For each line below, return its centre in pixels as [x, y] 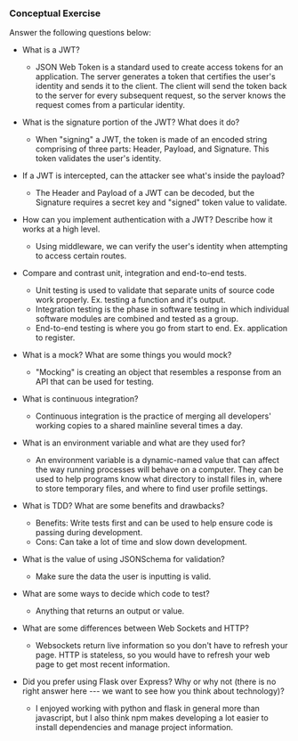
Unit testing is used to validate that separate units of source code [155, 290]
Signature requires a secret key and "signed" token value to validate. [161, 202]
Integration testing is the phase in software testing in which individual [162, 309]
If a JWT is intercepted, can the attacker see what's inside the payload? [153, 175]
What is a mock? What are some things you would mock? [127, 355]
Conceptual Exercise [55, 13]
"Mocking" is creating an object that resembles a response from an [158, 372]
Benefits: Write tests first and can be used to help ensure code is [154, 523]
